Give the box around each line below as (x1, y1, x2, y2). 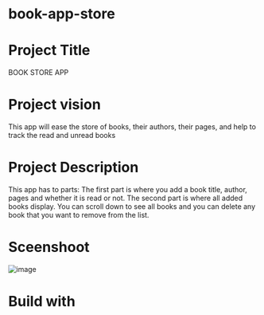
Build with (8, 293, 76, 311)
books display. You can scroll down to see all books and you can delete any (8, 202, 256, 211)
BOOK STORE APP (8, 68, 69, 77)
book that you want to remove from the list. (8, 211, 149, 219)
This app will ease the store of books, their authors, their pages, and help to (8, 122, 257, 132)
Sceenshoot (8, 238, 90, 256)
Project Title (8, 41, 91, 60)
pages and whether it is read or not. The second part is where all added (8, 193, 243, 203)
